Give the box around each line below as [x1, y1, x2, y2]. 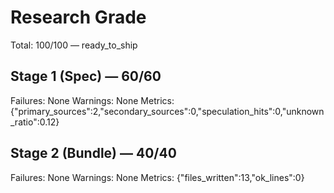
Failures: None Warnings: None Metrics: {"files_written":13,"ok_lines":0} [10, 171, 305, 183]
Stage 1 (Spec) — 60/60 [10, 68, 162, 85]
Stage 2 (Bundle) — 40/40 [10, 145, 177, 162]
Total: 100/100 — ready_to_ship [10, 39, 138, 51]
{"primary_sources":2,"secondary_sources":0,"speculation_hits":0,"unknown [10, 105, 325, 117]
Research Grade [10, 6, 147, 29]
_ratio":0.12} [10, 116, 60, 128]
